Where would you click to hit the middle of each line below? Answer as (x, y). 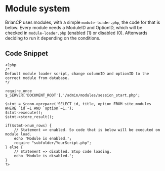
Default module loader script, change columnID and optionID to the (77, 74)
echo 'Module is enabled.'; (43, 138)
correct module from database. (37, 78)
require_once (19, 91)
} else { (14, 147)
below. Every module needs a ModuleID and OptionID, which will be (74, 27)
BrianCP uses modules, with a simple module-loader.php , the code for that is (83, 22)
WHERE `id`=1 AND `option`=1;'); (40, 108)
